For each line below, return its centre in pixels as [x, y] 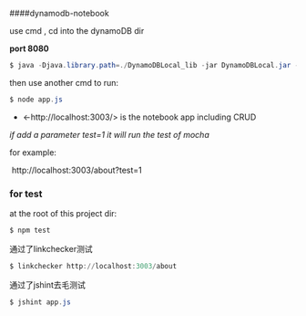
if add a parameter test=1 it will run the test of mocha [109, 134]
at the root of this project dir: [63, 214]
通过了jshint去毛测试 [48, 284]
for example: [33, 152]
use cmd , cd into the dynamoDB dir [77, 31]
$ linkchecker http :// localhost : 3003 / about [93, 266]
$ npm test [30, 231]
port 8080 [29, 48]
